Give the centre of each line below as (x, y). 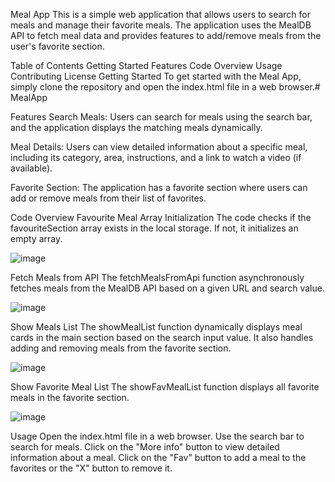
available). (31, 168)
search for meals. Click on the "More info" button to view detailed (145, 447)
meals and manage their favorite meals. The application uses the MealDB (161, 25)
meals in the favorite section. (70, 397)
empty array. (36, 238)
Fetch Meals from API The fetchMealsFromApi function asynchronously (157, 277)
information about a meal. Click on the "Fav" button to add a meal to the (158, 457)
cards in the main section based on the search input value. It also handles (162, 337)
